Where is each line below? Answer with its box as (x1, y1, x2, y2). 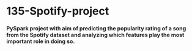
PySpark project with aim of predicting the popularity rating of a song (6, 24, 186, 32)
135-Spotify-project (6, 4, 109, 18)
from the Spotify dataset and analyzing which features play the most (6, 31, 185, 38)
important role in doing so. (6, 38, 75, 45)
